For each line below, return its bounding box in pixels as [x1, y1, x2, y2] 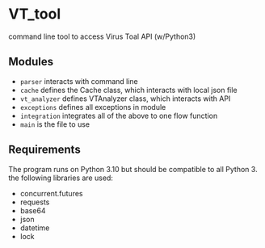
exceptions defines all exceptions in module [19, 102, 166, 111]
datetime [19, 223, 50, 233]
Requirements [8, 143, 81, 157]
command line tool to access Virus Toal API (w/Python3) [8, 32, 196, 41]
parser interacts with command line [19, 76, 139, 86]
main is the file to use [19, 119, 90, 129]
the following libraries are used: [8, 173, 113, 183]
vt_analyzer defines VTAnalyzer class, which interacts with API [19, 94, 231, 103]
